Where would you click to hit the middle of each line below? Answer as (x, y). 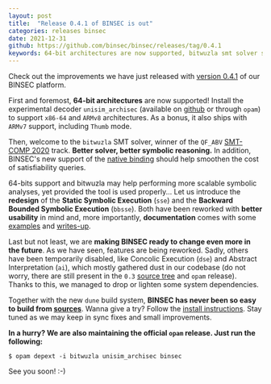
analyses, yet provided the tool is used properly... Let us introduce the (125, 192)
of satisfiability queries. (47, 167)
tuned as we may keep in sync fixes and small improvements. (110, 317)
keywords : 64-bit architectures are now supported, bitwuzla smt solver (133, 53)
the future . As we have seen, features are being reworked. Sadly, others (128, 250)
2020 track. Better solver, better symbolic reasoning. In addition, (142, 150)
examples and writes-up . (50, 226)
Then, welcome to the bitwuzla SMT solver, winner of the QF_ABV (116, 142)
